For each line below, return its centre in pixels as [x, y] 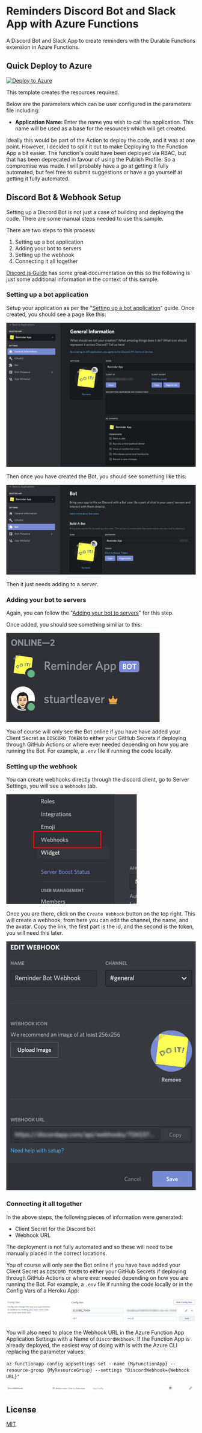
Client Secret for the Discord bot [55, 1229]
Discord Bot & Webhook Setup [64, 198]
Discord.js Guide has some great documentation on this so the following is [98, 273]
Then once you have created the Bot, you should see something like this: [96, 476]
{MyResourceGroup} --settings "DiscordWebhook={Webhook [118, 1370]
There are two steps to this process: [51, 230]
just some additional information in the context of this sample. [83, 279]
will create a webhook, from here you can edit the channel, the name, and [97, 920]
